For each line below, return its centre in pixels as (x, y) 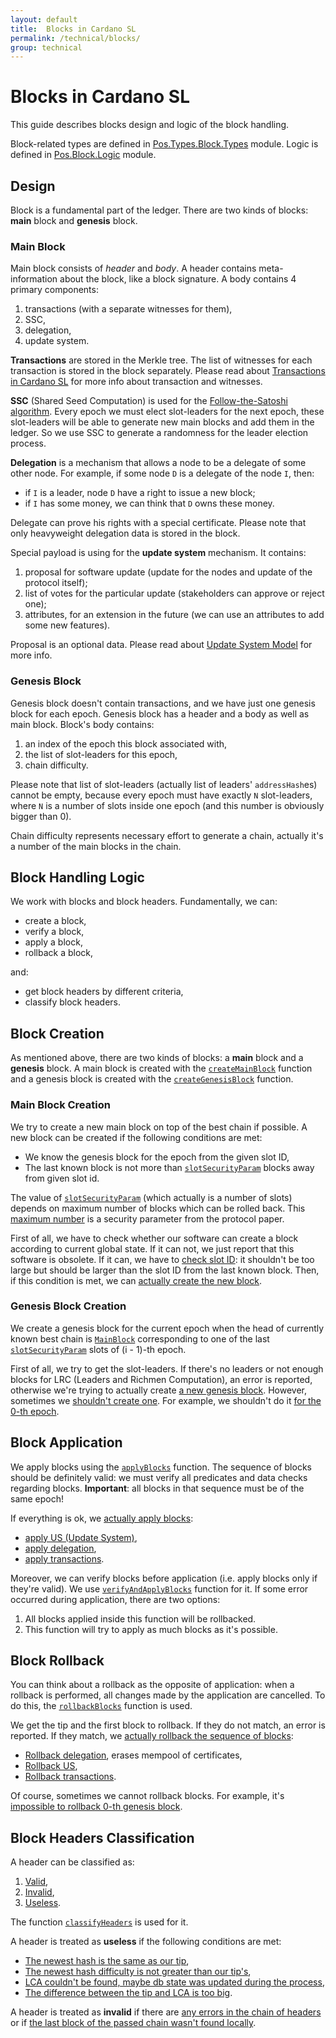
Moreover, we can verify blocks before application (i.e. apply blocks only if (164, 1578)
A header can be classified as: (72, 1862)
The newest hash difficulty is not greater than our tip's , (138, 1972)
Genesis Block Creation (68, 1306)
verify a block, (54, 932)
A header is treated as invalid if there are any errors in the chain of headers (166, 2012)
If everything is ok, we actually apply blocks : (102, 1518)
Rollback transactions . (70, 1777)
